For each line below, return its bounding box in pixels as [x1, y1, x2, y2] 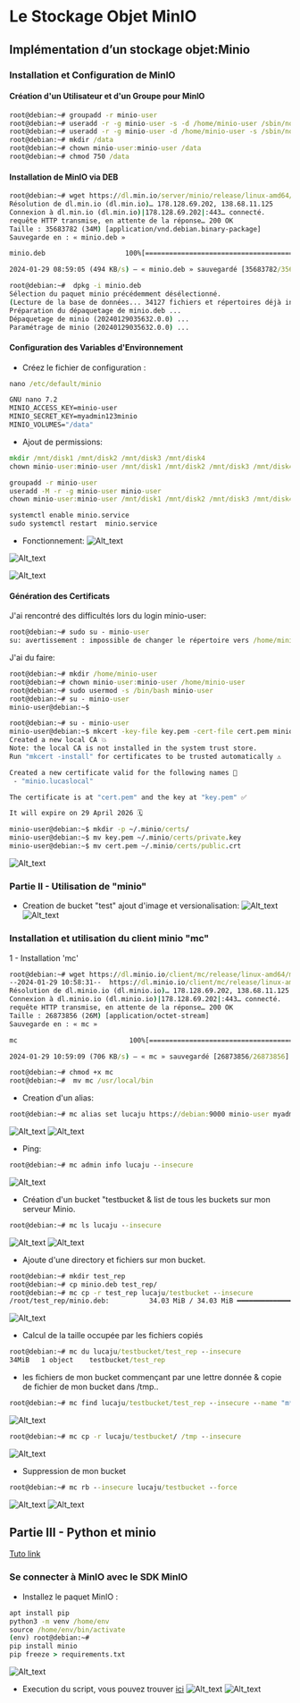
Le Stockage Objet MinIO [9, 6, 197, 27]
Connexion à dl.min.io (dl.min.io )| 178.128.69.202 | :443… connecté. [9, 207, 266, 216]
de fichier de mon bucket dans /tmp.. [21, 1381, 159, 1392]
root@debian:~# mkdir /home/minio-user [9, 670, 158, 679]
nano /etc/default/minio [9, 379, 102, 388]
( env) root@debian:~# [9, 1633, 90, 1642]
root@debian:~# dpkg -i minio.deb [9, 282, 142, 291]
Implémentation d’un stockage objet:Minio [9, 42, 251, 57]
